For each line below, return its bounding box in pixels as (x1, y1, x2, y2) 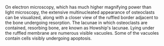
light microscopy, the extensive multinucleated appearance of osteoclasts (5, 9, 155, 15)
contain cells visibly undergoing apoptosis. (5, 35, 92, 41)
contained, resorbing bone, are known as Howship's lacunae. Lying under (5, 25, 155, 31)
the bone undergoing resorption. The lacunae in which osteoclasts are (5, 20, 148, 25)
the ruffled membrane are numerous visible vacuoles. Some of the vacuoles (5, 30, 159, 36)
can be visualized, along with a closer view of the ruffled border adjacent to (5, 15, 159, 20)
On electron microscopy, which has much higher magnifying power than (5, 4, 152, 10)
